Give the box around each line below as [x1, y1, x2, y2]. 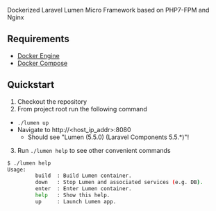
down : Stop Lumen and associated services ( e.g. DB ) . [35, 179, 203, 186]
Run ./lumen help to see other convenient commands [17, 146, 172, 154]
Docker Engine [17, 51, 60, 59]
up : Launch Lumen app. [35, 198, 117, 205]
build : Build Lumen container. [35, 172, 132, 179]
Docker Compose [17, 59, 68, 67]
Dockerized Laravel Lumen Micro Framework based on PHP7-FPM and [7, 6, 210, 14]
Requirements [7, 33, 69, 45]
